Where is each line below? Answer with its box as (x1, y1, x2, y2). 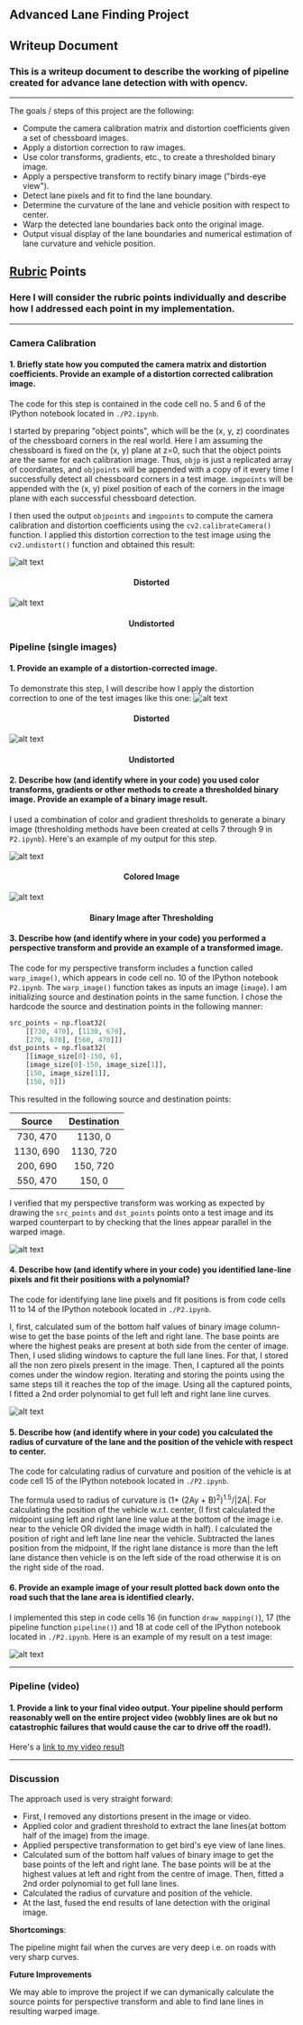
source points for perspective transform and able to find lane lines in (9, 1996, 264, 2007)
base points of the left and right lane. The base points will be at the (22, 1859, 271, 1870)
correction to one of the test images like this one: (9, 692, 192, 703)
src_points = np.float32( (9, 1018, 106, 1027)
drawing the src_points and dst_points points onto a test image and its (9, 1206, 274, 1218)
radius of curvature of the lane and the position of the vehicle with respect (9, 1436, 293, 1447)
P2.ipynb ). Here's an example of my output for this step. (9, 833, 217, 844)
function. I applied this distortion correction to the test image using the (9, 529, 271, 540)
